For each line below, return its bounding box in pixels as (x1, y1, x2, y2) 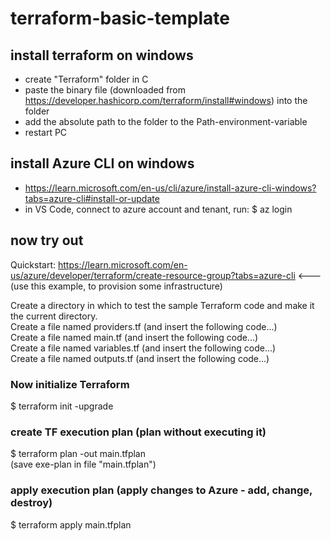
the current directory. (10, 310, 98, 322)
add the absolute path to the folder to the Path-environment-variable (24, 116, 308, 127)
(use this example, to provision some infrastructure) (10, 280, 223, 292)
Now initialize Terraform (10, 377, 130, 391)
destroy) (10, 496, 53, 510)
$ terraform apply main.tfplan (10, 518, 132, 531)
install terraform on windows (10, 47, 194, 64)
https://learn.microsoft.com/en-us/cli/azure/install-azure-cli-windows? (24, 182, 317, 194)
